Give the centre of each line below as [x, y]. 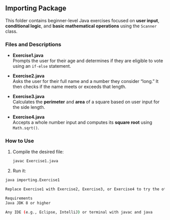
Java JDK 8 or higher [28, 203]
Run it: [19, 171]
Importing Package [36, 8]
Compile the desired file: [38, 152]
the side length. [29, 107]
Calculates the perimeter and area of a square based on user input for [86, 102]
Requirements [19, 199]
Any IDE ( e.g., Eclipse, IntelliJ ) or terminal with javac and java [79, 212]
